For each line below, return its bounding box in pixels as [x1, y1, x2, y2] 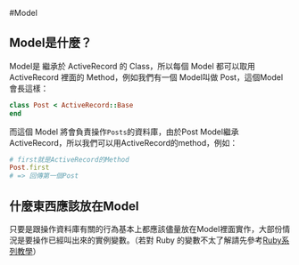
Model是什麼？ [9, 36, 92, 51]
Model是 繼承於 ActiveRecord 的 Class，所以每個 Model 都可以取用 [9, 60, 256, 71]
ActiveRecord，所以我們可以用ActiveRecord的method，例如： [9, 137, 238, 148]
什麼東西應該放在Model [9, 198, 139, 213]
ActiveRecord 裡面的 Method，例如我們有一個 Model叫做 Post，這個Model [9, 71, 284, 83]
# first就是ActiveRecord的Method [9, 155, 129, 164]
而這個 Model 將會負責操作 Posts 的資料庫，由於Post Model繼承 [9, 126, 239, 137]
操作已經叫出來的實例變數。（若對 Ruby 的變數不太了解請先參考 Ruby [32, 235, 282, 245]
